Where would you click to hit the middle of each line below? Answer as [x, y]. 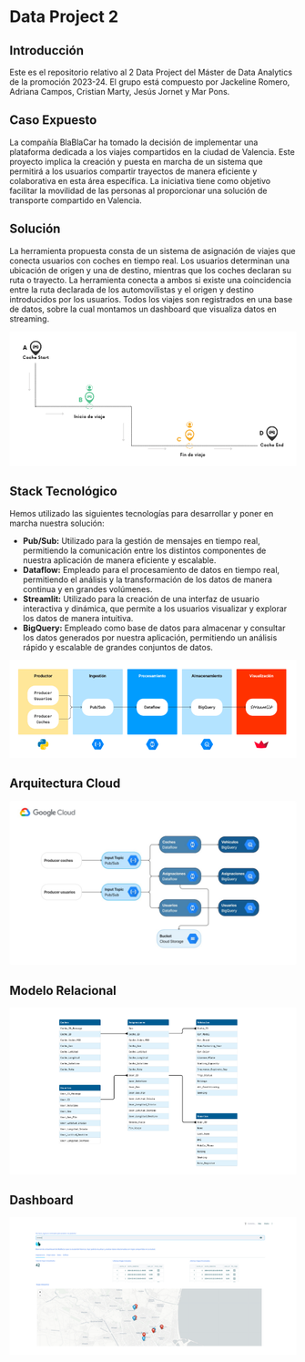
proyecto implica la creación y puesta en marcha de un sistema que [136, 161]
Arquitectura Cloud [65, 784]
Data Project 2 [64, 17]
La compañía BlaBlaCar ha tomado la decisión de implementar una [134, 142]
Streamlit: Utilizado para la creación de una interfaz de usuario [141, 599]
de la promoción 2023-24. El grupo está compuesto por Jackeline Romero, [150, 82]
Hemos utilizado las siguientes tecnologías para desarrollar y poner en [142, 513]
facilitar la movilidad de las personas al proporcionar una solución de [138, 190]
